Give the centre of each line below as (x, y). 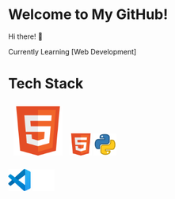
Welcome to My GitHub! (88, 15)
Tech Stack (46, 84)
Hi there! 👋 (26, 36)
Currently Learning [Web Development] (72, 51)
